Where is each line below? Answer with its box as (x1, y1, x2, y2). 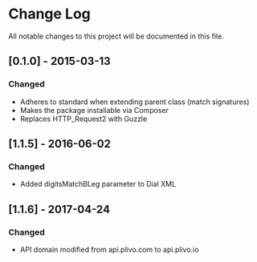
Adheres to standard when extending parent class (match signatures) (19, 97, 250, 107)
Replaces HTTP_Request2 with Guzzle (19, 114, 148, 123)
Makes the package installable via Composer (19, 105, 169, 115)
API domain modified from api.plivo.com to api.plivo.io (19, 245, 199, 254)
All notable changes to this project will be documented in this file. (8, 31, 225, 41)
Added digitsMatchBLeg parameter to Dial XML (19, 179, 177, 189)
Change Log (8, 5, 91, 23)
